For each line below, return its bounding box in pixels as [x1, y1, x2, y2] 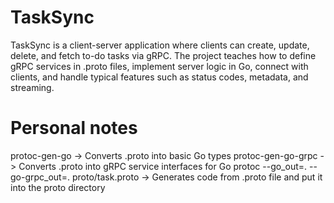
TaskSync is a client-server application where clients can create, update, [10, 39, 310, 51]
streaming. [10, 81, 55, 93]
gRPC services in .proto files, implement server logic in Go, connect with [10, 60, 309, 72]
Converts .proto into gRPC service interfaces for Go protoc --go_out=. [18, 160, 308, 172]
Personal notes [10, 117, 138, 140]
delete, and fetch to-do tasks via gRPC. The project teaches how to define [10, 49, 317, 61]
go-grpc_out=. [10, 171, 70, 183]
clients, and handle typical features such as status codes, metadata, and [10, 71, 309, 83]
